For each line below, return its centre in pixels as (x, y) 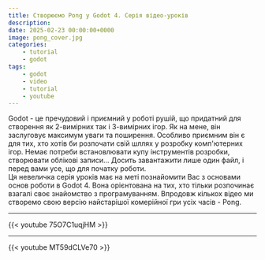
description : (30, 23)
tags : (17, 67)
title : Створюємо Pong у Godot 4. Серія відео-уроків (99, 15)
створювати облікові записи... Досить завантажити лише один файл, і (126, 160)
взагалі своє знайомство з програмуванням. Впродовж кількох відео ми (131, 194)
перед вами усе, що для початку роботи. (77, 169)
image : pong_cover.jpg (45, 37)
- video (35, 81)
